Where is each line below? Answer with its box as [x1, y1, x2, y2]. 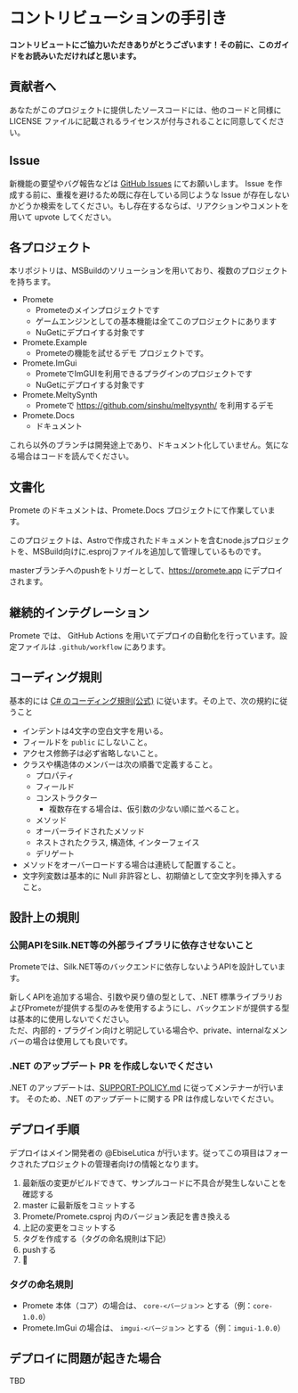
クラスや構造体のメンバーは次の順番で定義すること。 [21, 759, 218, 770]
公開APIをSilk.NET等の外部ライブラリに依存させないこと [9, 939, 254, 952]
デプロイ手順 [9, 1122, 80, 1137]
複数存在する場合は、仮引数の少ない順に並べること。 [48, 804, 245, 814]
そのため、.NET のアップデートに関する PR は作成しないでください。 [26, 1093, 278, 1104]
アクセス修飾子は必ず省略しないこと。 [21, 747, 163, 758]
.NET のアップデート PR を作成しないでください [9, 1060, 213, 1073]
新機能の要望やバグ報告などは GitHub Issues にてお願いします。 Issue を [9, 177, 275, 188]
